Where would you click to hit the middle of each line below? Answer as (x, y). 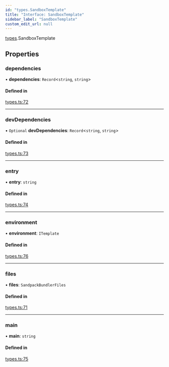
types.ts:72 (17, 102)
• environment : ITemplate (32, 233)
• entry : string (21, 182)
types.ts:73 (17, 153)
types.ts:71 (16, 308)
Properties (22, 54)
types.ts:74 (17, 205)
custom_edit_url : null (29, 24)
